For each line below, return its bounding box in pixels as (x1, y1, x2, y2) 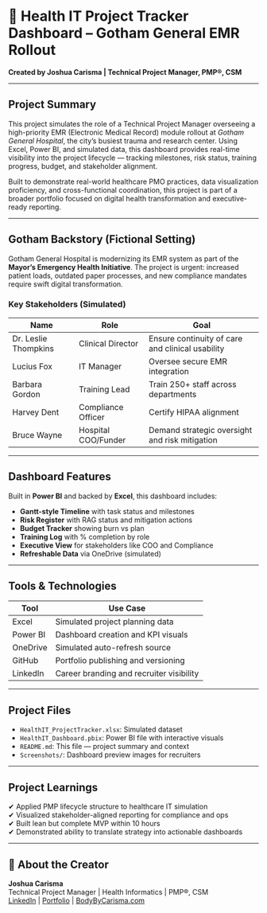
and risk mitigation (148, 434, 218, 445)
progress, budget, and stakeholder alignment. (8, 161, 158, 170)
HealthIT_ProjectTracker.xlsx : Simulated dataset (19, 724, 183, 735)
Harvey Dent (12, 406, 60, 417)
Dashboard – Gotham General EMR (8, 24, 240, 42)
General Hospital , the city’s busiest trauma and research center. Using (8, 135, 238, 146)
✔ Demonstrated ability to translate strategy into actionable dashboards (8, 827, 243, 837)
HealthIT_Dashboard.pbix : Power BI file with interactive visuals (19, 733, 224, 743)
